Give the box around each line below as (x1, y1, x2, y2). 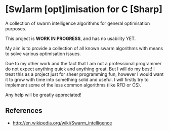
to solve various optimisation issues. (5, 51, 81, 57)
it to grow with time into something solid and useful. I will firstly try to (5, 76, 149, 82)
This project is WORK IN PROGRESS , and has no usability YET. (5, 35, 136, 41)
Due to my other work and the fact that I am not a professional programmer (5, 60, 162, 66)
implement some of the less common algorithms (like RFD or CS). (5, 82, 142, 88)
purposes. (5, 25, 27, 31)
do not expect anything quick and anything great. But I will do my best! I (5, 66, 155, 72)
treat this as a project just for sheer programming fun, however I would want (5, 71, 164, 77)
